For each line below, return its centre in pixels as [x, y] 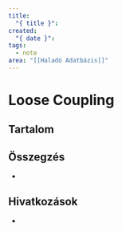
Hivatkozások [43, 201]
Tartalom [31, 130]
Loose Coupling [61, 100]
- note [26, 53]
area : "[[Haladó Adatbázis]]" [59, 61]
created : [23, 30]
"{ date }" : [35, 38]
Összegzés [37, 157]
